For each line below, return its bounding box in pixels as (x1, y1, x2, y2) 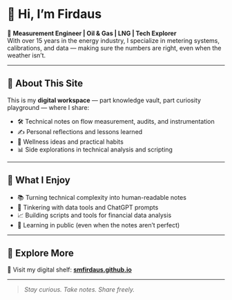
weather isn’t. (7, 51, 46, 59)
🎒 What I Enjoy (7, 174, 71, 186)
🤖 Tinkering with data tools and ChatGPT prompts (17, 203, 159, 212)
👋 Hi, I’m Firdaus (7, 6, 102, 22)
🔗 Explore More (7, 247, 75, 259)
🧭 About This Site (7, 77, 84, 89)
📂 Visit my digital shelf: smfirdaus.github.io (7, 265, 133, 274)
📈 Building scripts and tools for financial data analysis (17, 211, 172, 219)
